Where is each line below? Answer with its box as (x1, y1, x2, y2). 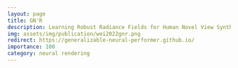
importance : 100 (7, 43, 55, 50)
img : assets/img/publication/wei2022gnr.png (7, 30, 141, 38)
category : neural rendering (7, 50, 91, 57)
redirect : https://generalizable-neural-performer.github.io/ (7, 37, 195, 44)
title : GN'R (7, 17, 42, 24)
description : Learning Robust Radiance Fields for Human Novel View (7, 23, 214, 30)
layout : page (7, 10, 46, 18)
